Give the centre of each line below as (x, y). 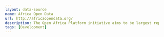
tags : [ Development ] (26, 27)
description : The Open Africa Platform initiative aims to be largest (78, 23)
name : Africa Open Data (29, 14)
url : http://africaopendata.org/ (39, 18)
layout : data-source (26, 9)
